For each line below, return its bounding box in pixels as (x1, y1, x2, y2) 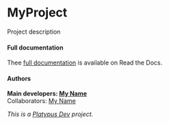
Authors (7, 74, 31, 82)
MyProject (7, 5, 68, 21)
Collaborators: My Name (7, 97, 77, 105)
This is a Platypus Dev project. (7, 110, 94, 118)
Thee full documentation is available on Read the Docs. (7, 58, 163, 67)
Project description (7, 27, 61, 36)
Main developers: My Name (7, 89, 88, 98)
